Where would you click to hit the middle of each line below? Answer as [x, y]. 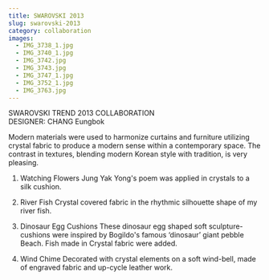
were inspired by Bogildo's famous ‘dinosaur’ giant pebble [148, 235]
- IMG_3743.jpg [41, 68]
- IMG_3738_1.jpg [45, 46]
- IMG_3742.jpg [41, 61]
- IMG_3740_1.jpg [45, 53]
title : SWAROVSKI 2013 [46, 16]
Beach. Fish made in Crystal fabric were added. [99, 243]
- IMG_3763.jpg [41, 90]
